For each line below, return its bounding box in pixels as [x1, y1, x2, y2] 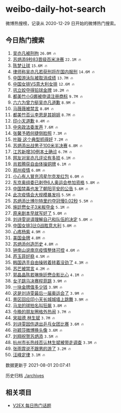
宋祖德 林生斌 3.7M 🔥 [12, 315, 56, 320]
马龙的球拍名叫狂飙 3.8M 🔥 [12, 302, 67, 308]
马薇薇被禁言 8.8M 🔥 [12, 105, 54, 111]
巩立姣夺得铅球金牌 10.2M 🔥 [12, 87, 69, 93]
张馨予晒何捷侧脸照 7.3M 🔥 [12, 130, 67, 136]
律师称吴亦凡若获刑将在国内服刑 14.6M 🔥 [12, 68, 95, 74]
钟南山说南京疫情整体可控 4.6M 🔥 [12, 247, 80, 253]
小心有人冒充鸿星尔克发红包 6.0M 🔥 [12, 173, 84, 179]
